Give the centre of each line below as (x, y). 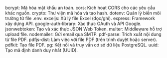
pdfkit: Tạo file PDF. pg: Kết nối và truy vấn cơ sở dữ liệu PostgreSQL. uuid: (82, 45)
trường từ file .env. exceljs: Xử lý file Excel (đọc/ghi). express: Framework (80, 18)
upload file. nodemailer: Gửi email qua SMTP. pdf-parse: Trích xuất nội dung (83, 34)
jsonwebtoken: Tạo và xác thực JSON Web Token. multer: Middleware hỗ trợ (83, 29)
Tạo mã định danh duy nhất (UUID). (42, 50)
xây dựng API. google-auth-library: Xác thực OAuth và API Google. (73, 23)
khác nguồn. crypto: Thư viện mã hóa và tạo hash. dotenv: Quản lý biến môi (83, 13)
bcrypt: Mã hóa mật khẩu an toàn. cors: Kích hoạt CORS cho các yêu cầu (80, 8)
